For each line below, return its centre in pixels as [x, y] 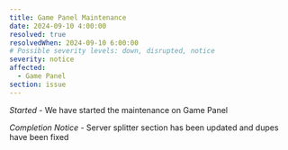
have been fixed [39, 137]
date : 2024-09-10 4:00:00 [58, 26]
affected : [28, 68]
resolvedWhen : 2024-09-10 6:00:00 [74, 43]
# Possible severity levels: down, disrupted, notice [112, 51]
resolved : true [38, 34]
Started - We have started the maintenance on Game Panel [119, 110]
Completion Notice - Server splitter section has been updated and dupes [144, 128]
